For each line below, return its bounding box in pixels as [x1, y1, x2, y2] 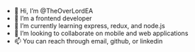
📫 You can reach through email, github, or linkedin [13, 37, 163, 45]
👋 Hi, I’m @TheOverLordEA [13, 7, 94, 15]
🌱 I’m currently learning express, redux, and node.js [13, 22, 165, 30]
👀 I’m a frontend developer [13, 14, 92, 22]
